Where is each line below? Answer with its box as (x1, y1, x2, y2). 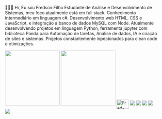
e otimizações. (5, 41, 34, 46)
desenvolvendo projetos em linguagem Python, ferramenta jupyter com (5, 25, 148, 31)
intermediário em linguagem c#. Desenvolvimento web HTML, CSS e (5, 15, 142, 20)
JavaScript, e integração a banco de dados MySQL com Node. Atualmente (5, 20, 154, 26)
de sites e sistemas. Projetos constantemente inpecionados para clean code (5, 36, 158, 41)
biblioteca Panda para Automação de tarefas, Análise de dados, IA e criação (5, 31, 158, 36)
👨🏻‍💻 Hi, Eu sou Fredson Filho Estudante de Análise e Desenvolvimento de (5, 5, 152, 10)
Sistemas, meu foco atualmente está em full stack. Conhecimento (5, 10, 136, 16)
